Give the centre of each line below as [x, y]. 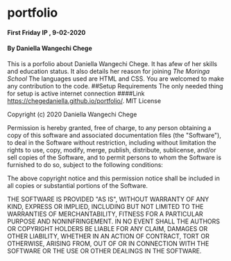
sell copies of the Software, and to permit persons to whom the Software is [114, 157]
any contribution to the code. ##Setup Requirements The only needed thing [115, 86]
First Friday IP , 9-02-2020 [46, 32]
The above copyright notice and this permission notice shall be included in [113, 178]
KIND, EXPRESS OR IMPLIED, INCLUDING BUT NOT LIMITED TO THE [105, 206]
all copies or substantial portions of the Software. [77, 185]
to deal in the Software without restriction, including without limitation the [112, 142]
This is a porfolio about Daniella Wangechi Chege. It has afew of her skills [112, 63]
